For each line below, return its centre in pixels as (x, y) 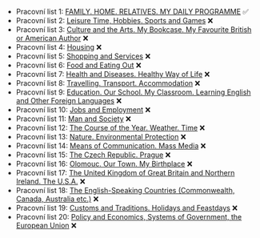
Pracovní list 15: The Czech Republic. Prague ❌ (93, 155)
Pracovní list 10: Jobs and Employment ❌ (83, 110)
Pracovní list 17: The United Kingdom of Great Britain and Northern (125, 173)
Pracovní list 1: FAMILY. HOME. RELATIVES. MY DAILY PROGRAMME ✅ (132, 12)
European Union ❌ (46, 225)
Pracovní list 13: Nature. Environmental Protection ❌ (101, 137)
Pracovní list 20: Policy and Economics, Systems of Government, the (129, 217)
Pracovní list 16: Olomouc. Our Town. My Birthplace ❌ (104, 164)
